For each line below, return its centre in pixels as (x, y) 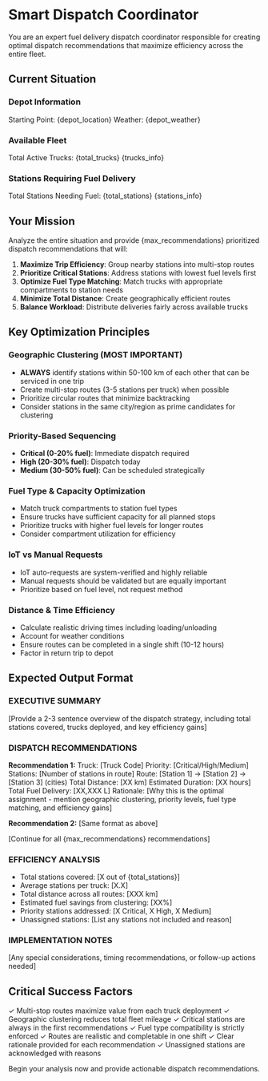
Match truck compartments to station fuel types (98, 508)
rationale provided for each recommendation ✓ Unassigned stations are (127, 1045)
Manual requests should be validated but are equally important (123, 581)
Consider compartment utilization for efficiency (98, 534)
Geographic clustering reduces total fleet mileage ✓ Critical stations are (127, 1019)
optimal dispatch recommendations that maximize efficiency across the (126, 45)
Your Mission (42, 221)
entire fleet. (27, 54)
